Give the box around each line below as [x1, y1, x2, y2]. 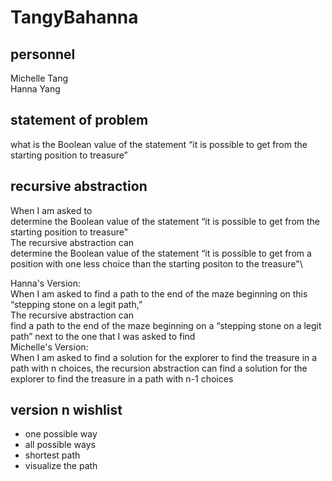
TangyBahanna [10, 6, 139, 29]
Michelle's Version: [10, 341, 89, 353]
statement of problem [10, 112, 149, 129]
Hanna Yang [10, 83, 61, 95]
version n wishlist [10, 402, 123, 419]
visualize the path [24, 460, 98, 472]
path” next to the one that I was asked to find [10, 330, 196, 342]
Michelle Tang [10, 72, 69, 84]
